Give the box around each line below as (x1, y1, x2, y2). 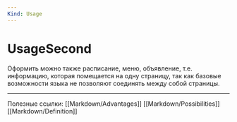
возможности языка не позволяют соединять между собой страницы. (7, 79, 220, 87)
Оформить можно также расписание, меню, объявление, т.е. (7, 64, 193, 73)
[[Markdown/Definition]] (7, 106, 78, 115)
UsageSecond (7, 40, 92, 56)
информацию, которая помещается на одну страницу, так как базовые (7, 71, 221, 80)
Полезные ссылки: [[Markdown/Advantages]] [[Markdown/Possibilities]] (7, 99, 220, 108)
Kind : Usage (7, 10, 42, 18)
